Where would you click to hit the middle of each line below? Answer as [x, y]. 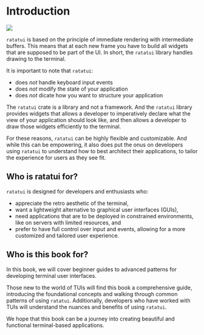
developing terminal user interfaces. [52, 275]
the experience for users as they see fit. [56, 157]
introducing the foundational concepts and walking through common [92, 294]
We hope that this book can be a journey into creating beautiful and [90, 319]
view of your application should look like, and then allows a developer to [97, 120]
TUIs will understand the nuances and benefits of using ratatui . [87, 307]
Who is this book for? [47, 254]
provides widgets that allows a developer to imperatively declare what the [99, 113]
